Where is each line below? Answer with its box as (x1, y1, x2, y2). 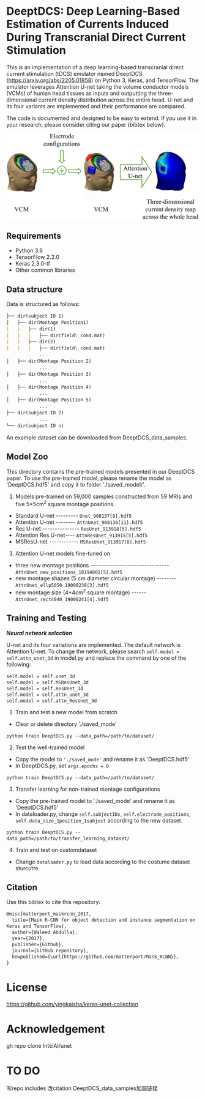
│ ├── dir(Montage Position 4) (6, 384, 92, 390)
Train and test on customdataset (15, 846, 97, 853)
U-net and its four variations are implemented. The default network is (6, 641, 181, 648)
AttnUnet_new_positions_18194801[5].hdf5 (15, 569, 122, 576)
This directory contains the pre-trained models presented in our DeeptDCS (6, 468, 195, 475)
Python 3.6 (15, 247, 43, 255)
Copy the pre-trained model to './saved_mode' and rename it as (15, 797, 176, 804)
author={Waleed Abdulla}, (12, 929, 78, 936)
